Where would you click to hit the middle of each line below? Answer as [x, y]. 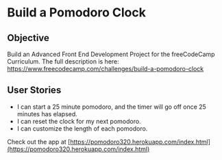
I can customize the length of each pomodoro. [82, 129]
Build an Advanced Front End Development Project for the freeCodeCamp [111, 54]
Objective [28, 38]
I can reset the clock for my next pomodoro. [79, 121]
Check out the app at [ [39, 142]
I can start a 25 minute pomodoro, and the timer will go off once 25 [112, 107]
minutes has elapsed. [47, 114]
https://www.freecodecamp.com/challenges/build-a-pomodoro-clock [106, 69]
